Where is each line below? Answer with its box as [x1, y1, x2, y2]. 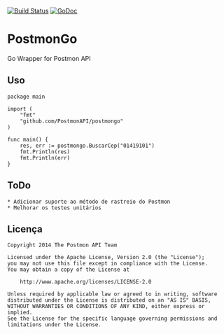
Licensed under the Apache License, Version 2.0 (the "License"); [7, 254, 205, 261]
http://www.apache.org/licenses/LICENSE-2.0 [20, 279, 152, 286]
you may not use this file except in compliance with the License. [7, 260, 209, 267]
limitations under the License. [7, 321, 101, 328]
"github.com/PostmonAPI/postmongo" [20, 118, 124, 125]
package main [7, 93, 45, 100]
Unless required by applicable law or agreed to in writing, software [7, 291, 218, 298]
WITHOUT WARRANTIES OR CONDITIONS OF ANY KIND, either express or [7, 303, 205, 310]
